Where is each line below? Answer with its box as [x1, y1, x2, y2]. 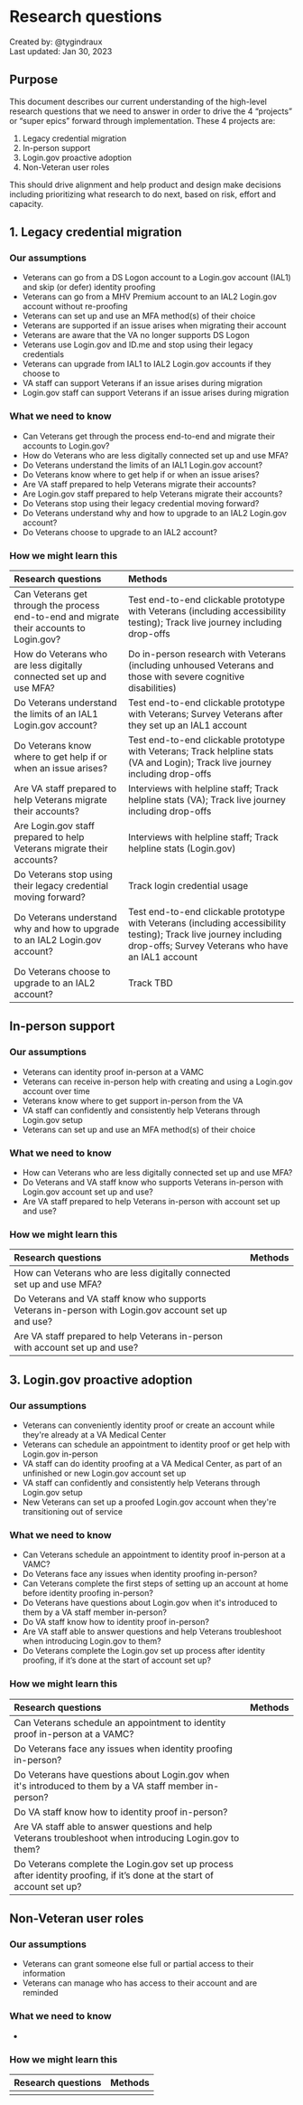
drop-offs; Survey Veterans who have [127, 939, 289, 952]
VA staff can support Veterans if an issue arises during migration [22, 378, 263, 389]
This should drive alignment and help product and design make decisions [9, 179, 281, 190]
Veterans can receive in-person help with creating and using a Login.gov [22, 1076, 293, 1087]
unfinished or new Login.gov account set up [22, 1468, 187, 1478]
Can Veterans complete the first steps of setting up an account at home [22, 1578, 289, 1589]
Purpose [9, 72, 59, 88]
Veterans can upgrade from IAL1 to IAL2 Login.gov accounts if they [22, 359, 272, 370]
